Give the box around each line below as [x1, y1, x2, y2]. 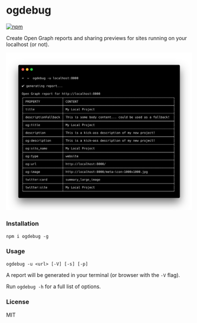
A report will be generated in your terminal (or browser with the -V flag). [6, 272, 180, 279]
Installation [6, 219, 40, 227]
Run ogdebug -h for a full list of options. [6, 283, 101, 290]
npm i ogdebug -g [6, 233, 49, 239]
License [6, 298, 29, 306]
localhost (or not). [6, 41, 50, 48]
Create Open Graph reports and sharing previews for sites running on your [6, 34, 188, 41]
